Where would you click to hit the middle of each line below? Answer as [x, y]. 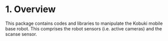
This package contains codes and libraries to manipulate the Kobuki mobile [84, 23]
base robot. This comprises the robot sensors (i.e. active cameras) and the [83, 28]
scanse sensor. [21, 34]
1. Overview [31, 9]
